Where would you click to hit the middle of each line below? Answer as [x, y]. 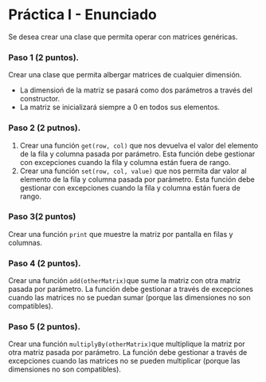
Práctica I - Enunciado [83, 15]
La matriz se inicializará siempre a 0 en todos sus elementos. [120, 107]
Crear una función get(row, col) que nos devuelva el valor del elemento [139, 145]
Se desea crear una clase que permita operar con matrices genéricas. [123, 37]
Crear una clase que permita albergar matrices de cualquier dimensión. [125, 75]
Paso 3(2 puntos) [42, 217]
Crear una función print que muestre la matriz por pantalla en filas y [121, 234]
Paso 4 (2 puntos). [45, 263]
